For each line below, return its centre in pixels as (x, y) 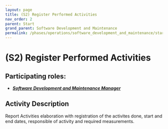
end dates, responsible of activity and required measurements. (70, 121)
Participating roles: (36, 76)
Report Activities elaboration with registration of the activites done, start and (84, 116)
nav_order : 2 (19, 19)
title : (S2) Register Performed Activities (51, 14)
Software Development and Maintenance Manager (66, 88)
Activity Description (37, 104)
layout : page (19, 10)
